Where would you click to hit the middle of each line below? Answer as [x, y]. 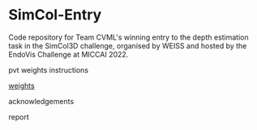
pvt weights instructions [49, 69]
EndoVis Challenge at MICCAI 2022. [69, 54]
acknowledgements [41, 101]
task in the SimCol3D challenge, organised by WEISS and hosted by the [128, 45]
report [19, 117]
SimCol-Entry [55, 15]
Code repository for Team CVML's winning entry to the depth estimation [128, 37]
